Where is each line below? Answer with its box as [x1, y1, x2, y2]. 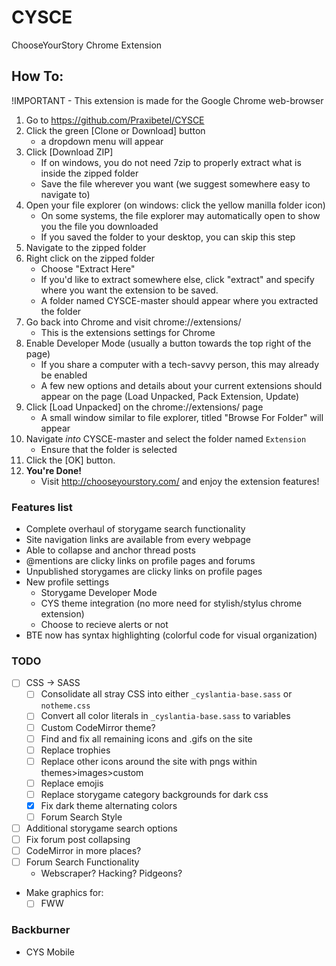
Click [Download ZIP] [25, 146, 114, 158]
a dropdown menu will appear [40, 135, 164, 147]
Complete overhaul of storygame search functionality [25, 523, 246, 535]
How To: [11, 68, 64, 85]
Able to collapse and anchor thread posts [25, 544, 196, 556]
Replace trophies [40, 744, 111, 756]
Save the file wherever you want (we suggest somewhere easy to [40, 177, 311, 190]
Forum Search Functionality [25, 856, 140, 868]
